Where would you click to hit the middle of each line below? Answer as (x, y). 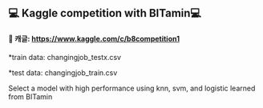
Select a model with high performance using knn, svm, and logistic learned (132, 88)
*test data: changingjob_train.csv (63, 72)
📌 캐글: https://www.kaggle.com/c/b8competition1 (94, 38)
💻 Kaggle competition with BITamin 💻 (105, 13)
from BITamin (30, 96)
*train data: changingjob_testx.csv (65, 57)
